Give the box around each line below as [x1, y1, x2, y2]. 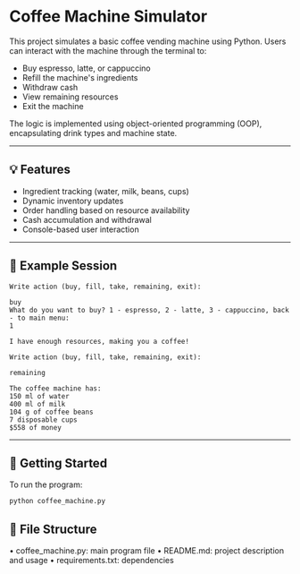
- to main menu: [9, 313, 70, 322]
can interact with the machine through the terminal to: [9, 45, 207, 56]
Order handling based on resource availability [21, 204, 190, 216]
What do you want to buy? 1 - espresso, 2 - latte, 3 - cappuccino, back [9, 305, 290, 314]
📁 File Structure [9, 521, 97, 536]
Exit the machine [21, 100, 84, 111]
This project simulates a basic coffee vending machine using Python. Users [9, 36, 287, 47]
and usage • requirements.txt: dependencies [9, 555, 174, 566]
